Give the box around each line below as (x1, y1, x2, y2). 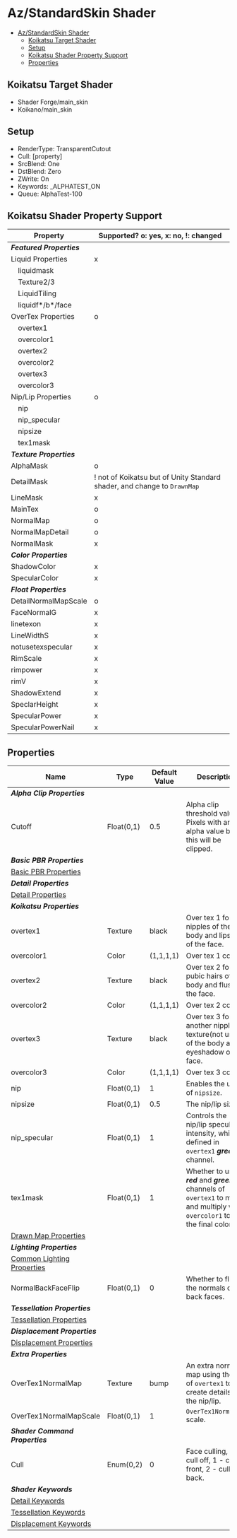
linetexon (11, 619, 41, 629)
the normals (186, 1283, 226, 1293)
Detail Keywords (11, 1496, 65, 1506)
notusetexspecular (11, 642, 73, 652)
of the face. (186, 939, 224, 949)
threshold (186, 809, 218, 818)
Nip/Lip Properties (11, 392, 72, 402)
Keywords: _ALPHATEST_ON (17, 182, 101, 190)
